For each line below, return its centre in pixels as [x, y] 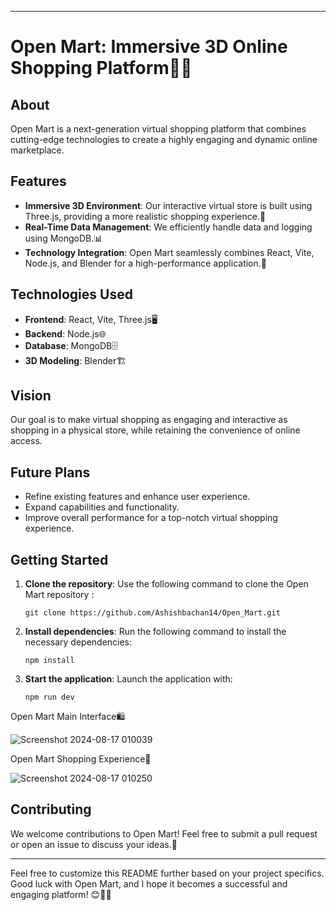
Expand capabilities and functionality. [102, 507]
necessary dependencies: [78, 642]
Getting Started [59, 559]
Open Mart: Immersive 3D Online [149, 47]
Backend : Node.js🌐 [65, 333]
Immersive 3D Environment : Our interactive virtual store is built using [168, 205]
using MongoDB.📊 [63, 238]
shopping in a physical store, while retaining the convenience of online [155, 430]
